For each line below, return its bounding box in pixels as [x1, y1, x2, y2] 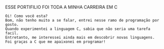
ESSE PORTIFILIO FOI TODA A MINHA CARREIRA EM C [5, 4, 118, 10]
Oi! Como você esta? [5, 14, 48, 19]
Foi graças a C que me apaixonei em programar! [5, 39, 106, 44]
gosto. [5, 22, 19, 27]
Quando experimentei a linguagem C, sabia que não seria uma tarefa [5, 26, 151, 31]
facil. [5, 31, 19, 36]
